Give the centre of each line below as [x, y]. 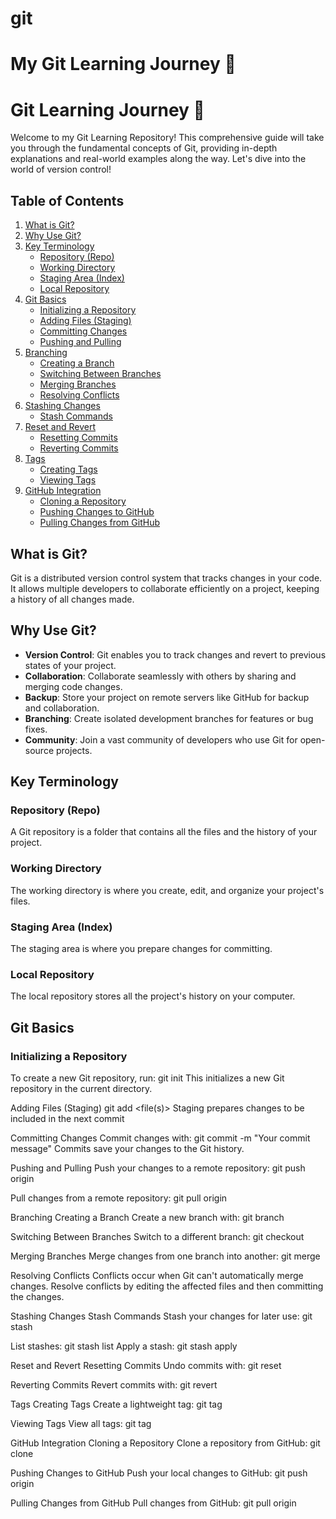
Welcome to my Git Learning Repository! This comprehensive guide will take [167, 138]
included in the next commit [67, 1119]
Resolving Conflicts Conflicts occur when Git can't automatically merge [157, 1276]
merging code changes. [73, 686]
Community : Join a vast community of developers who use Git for [161, 739]
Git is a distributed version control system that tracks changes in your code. [166, 578]
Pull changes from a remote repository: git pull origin [119, 1198]
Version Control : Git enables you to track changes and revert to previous [175, 654]
